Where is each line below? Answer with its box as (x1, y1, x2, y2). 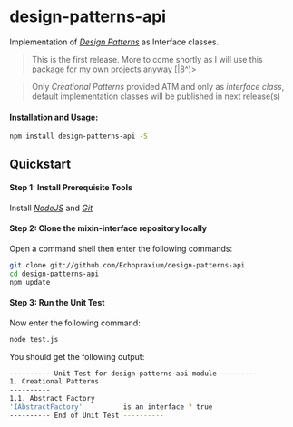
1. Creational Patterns (9, 377, 100, 386)
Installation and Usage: (9, 112, 99, 122)
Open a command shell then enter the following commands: (9, 243, 233, 254)
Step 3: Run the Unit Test (9, 297, 105, 308)
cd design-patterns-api (9, 269, 100, 278)
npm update (9, 277, 51, 286)
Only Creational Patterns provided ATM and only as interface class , (31, 81, 285, 92)
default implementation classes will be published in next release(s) (31, 91, 281, 102)
